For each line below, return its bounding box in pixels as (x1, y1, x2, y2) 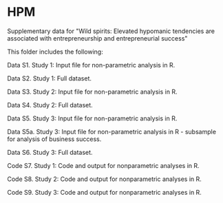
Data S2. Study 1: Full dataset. (7, 74, 92, 83)
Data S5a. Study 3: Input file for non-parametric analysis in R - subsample (7, 127, 217, 136)
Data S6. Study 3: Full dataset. (7, 148, 93, 156)
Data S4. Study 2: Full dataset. (7, 100, 93, 109)
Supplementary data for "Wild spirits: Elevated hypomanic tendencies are (7, 27, 215, 35)
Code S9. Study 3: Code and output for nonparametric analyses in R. (7, 188, 202, 196)
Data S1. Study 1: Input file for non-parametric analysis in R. (7, 61, 176, 69)
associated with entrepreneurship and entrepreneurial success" (7, 34, 188, 42)
